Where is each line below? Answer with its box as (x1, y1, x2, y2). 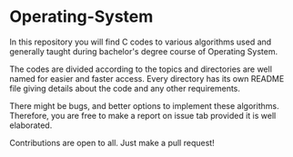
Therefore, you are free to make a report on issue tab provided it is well (9, 110, 277, 121)
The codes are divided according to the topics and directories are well (9, 64, 273, 74)
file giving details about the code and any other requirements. (9, 83, 241, 93)
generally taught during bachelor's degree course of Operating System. (9, 45, 278, 56)
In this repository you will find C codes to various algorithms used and (9, 36, 272, 47)
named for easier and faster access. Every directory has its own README (9, 73, 285, 83)
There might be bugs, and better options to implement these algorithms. (9, 100, 279, 111)
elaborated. (9, 120, 53, 131)
